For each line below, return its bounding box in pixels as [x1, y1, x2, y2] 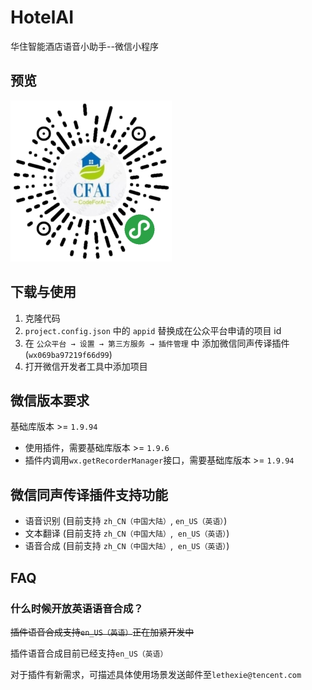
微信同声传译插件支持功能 [10, 486, 168, 503]
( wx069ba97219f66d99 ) [24, 348, 113, 360]
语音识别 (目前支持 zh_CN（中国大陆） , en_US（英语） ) [24, 515, 228, 527]
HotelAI [10, 6, 75, 29]
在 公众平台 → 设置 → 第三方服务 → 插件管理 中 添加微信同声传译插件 [24, 337, 290, 349]
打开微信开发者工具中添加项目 [24, 360, 148, 372]
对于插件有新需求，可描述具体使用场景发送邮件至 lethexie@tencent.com [10, 668, 302, 680]
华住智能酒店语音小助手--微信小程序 [10, 40, 159, 52]
